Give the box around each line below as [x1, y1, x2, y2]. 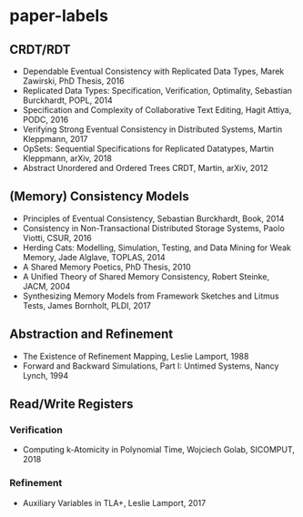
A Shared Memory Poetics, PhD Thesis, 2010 [22, 261, 191, 272]
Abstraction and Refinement [9, 327, 174, 342]
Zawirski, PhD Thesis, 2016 [22, 76, 125, 86]
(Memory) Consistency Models [9, 188, 189, 205]
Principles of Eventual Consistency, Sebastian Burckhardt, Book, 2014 [22, 213, 285, 224]
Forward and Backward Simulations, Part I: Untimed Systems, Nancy [22, 360, 279, 371]
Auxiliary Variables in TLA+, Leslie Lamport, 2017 [22, 497, 207, 508]
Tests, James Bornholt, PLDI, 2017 [22, 299, 152, 310]
